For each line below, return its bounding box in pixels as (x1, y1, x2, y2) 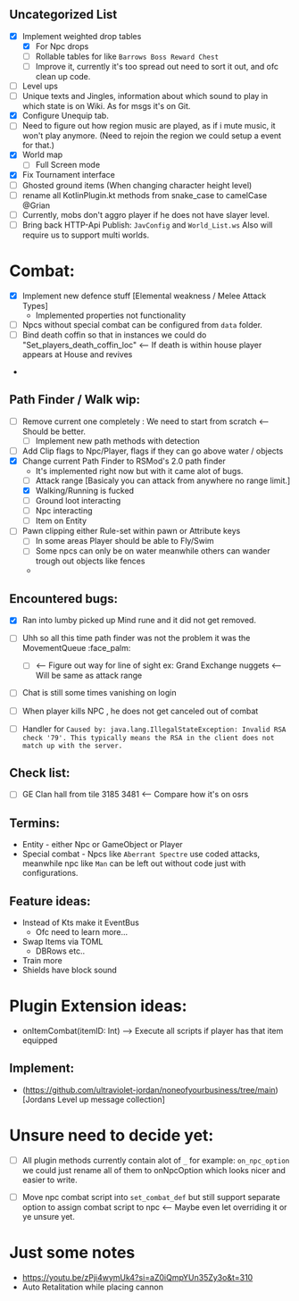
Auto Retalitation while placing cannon (21, 1281, 163, 1292)
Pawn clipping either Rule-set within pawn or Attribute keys (21, 526, 241, 537)
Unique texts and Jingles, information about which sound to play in (21, 91, 269, 102)
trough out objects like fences (35, 555, 145, 566)
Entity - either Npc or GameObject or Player (21, 839, 183, 850)
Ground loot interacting (35, 496, 121, 506)
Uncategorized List (9, 7, 118, 22)
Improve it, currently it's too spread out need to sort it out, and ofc (35, 62, 279, 71)
